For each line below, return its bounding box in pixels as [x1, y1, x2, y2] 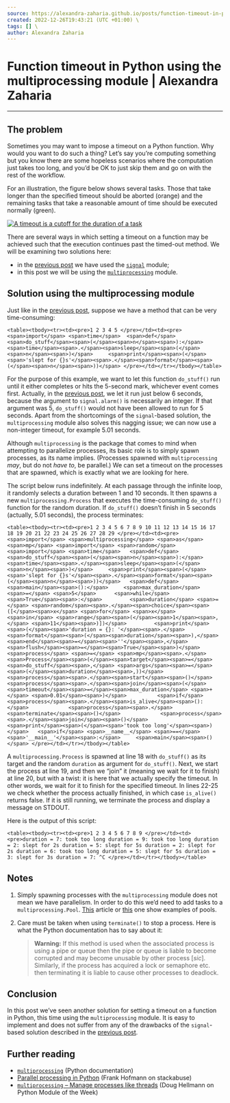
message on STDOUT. [7, 803, 71, 811]
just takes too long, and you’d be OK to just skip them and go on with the [7, 164, 212, 172]
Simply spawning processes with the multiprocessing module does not [16, 890, 218, 899]
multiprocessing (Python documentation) [16, 1067, 133, 1075]
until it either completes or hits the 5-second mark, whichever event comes [7, 382, 219, 390]
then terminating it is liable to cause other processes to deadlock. [34, 968, 219, 977]
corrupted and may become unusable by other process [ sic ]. [34, 953, 206, 962]
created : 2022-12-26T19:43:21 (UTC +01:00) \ [7, 16, 139, 23]
